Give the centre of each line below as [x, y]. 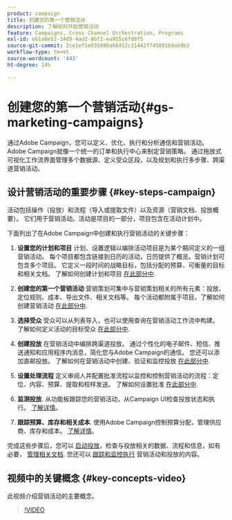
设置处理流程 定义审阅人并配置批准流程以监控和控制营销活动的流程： [115, 376]
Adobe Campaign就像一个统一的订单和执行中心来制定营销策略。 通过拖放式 [115, 151]
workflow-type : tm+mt [38, 52]
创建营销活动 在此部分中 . [52, 306]
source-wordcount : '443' [43, 59]
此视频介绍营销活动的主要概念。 [52, 496]
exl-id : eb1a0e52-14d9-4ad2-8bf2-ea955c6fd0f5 [75, 39]
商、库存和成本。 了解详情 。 [57, 431]
